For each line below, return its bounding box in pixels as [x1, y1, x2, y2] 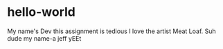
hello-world [7, 4, 76, 20]
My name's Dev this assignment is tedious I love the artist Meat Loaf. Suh [7, 27, 216, 35]
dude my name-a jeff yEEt [7, 34, 82, 42]
